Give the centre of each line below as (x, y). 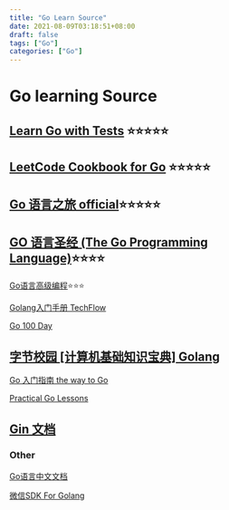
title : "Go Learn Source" (58, 18)
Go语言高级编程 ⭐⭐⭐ (47, 285)
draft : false (34, 34)
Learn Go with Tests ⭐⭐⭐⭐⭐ (89, 131)
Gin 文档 (33, 429)
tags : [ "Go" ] (34, 43)
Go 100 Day (31, 326)
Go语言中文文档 (38, 476)
